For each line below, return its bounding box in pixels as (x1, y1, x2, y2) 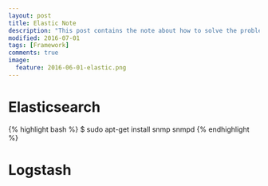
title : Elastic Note (8, 19, 77, 27)
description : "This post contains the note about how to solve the (8, 26, 238, 34)
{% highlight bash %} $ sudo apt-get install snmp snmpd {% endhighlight (8, 125, 250, 134)
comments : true (8, 49, 59, 57)
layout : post (8, 11, 52, 20)
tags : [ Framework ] (8, 42, 69, 49)
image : (8, 57, 30, 65)
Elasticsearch (8, 97, 101, 116)
